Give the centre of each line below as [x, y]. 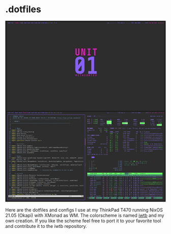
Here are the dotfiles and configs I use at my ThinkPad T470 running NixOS [84, 210]
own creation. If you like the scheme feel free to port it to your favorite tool [83, 221]
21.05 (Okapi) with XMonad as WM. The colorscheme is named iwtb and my [85, 216]
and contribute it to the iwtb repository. [46, 226]
